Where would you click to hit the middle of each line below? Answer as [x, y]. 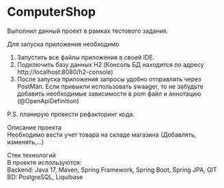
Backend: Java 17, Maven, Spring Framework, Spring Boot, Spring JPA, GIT [112, 170]
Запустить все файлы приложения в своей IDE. [86, 57]
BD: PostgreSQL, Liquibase [45, 177]
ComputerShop [52, 12]
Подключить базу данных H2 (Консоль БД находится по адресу [110, 64]
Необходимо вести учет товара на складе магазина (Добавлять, [102, 135]
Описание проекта [34, 127]
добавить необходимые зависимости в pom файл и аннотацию [109, 94]
